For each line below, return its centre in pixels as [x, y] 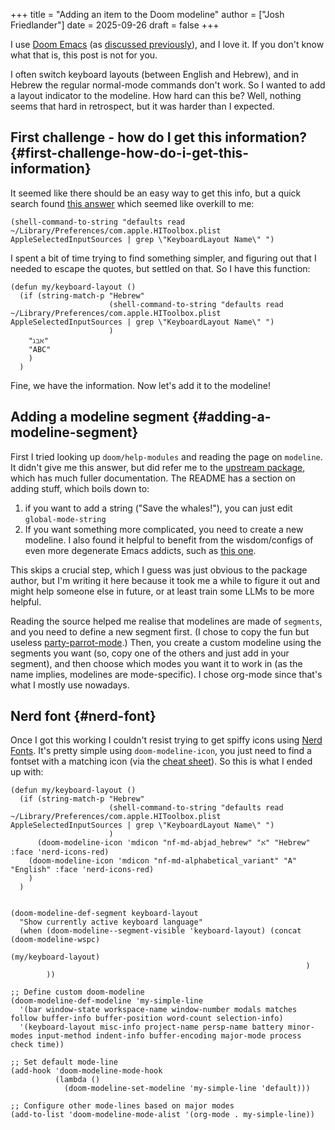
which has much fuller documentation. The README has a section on [153, 478]
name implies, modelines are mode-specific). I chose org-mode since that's [166, 674]
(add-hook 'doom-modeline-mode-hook [86, 1071]
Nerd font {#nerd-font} [83, 716]
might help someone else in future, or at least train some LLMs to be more [162, 591]
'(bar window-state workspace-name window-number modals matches [158, 1010]
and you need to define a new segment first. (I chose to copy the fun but [160, 631]
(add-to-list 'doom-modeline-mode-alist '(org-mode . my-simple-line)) [162, 1115]
